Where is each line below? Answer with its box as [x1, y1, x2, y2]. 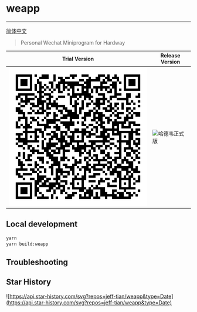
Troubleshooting [6, 257, 69, 267]
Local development [6, 219, 78, 229]
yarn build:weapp [6, 241, 49, 247]
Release [160, 52, 181, 59]
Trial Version [62, 55, 94, 62]
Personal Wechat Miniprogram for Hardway [20, 39, 125, 46]
